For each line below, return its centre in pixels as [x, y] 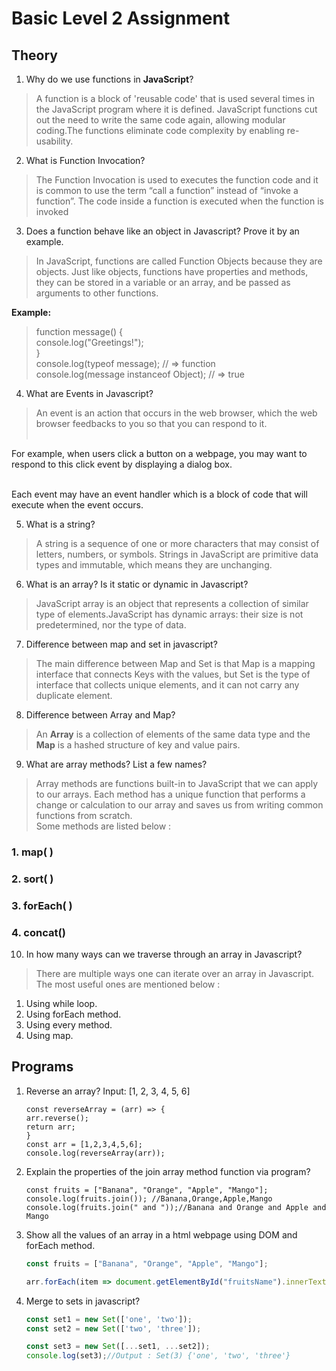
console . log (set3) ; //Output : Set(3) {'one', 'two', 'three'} [158, 1356]
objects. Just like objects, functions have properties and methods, [172, 271]
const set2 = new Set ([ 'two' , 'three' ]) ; [113, 1328]
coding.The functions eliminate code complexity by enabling [160, 130]
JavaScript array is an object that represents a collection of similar [172, 603]
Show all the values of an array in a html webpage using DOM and [161, 1234]
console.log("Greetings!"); [89, 342]
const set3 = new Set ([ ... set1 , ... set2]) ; [118, 1347]
